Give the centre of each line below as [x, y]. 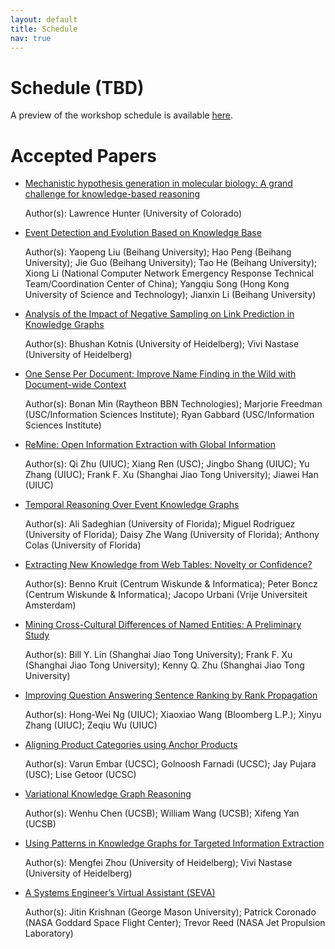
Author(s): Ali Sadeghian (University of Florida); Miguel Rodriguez [160, 524]
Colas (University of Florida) [83, 545]
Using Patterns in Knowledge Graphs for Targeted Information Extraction [174, 843]
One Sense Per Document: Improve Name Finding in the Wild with [160, 374]
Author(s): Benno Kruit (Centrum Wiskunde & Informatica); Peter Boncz [171, 584]
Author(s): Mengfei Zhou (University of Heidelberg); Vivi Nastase [158, 863]
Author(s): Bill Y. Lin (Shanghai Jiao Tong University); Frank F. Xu [158, 655]
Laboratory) [49, 933]
